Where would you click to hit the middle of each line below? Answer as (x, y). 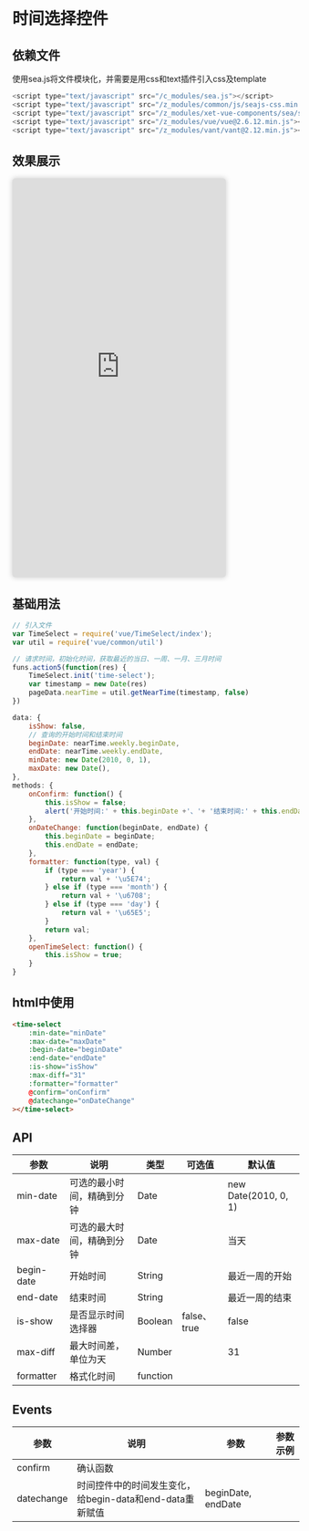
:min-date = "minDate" (67, 1033)
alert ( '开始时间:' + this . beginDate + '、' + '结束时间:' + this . (164, 811)
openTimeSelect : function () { (86, 947)
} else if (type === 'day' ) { (102, 904)
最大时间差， (97, 1346)
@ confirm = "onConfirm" (69, 1092)
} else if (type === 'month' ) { (107, 887)
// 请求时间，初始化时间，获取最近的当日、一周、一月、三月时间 (117, 659)
